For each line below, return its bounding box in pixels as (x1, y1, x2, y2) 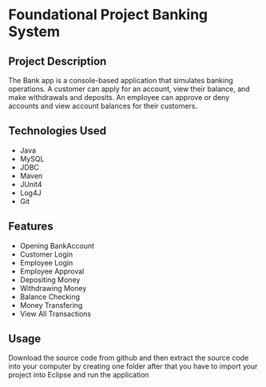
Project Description (8, 54, 107, 68)
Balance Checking (19, 292, 81, 301)
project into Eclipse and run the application (8, 370, 149, 380)
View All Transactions (19, 309, 92, 318)
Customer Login (19, 249, 73, 259)
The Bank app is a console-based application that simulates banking (8, 76, 233, 85)
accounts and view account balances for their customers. (8, 102, 198, 110)
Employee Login (19, 257, 73, 267)
